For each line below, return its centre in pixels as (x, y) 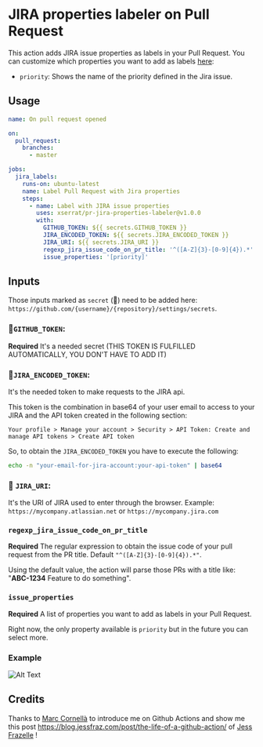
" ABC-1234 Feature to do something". (70, 578)
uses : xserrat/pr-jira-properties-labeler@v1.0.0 (119, 213)
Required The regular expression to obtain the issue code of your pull (121, 546)
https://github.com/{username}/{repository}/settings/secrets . (113, 308)
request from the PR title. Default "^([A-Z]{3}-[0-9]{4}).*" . (105, 555)
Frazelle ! (23, 734)
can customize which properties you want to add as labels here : (111, 61)
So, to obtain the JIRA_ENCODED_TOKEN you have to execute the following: (123, 451)
